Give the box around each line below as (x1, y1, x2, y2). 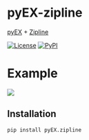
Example (7, 66, 58, 81)
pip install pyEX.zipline (7, 126, 81, 133)
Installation (7, 108, 57, 120)
